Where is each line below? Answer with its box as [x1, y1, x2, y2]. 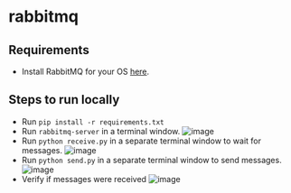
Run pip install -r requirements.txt [21, 115, 164, 127]
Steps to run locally [8, 92, 120, 107]
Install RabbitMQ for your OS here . [21, 66, 150, 77]
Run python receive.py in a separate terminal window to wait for [21, 135, 262, 146]
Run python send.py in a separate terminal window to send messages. [21, 154, 282, 165]
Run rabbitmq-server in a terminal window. [21, 125, 181, 136]
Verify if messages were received [21, 173, 146, 184]
